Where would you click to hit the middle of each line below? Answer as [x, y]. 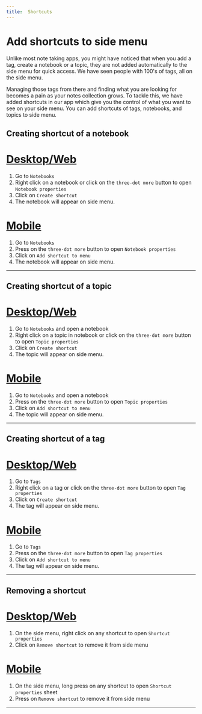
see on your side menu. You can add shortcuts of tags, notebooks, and [94, 108]
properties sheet [36, 692]
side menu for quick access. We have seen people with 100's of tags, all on [99, 71]
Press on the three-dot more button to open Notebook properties [95, 249]
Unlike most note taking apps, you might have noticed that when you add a [99, 58]
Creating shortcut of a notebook [68, 133]
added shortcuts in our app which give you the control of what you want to [99, 102]
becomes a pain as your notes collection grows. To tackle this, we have [95, 95]
